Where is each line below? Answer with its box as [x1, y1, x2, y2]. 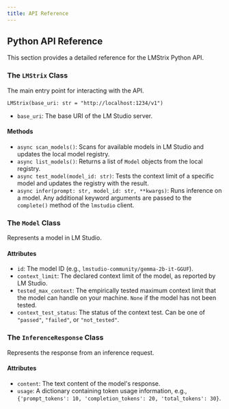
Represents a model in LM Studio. [7, 234, 103, 242]
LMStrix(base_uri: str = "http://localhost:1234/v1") [7, 100, 164, 106]
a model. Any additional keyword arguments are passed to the [16, 194, 192, 202]
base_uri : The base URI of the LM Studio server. [16, 111, 152, 120]
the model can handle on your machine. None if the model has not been [16, 294, 217, 302]
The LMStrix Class [7, 71, 68, 80]
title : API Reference [7, 10, 69, 17]
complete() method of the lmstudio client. [16, 200, 135, 209]
